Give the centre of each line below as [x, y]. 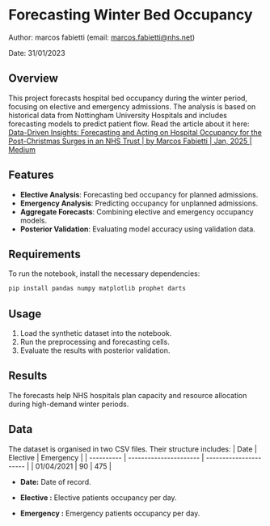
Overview [34, 78]
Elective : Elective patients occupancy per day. [98, 497]
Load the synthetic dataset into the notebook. [96, 333]
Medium [22, 149]
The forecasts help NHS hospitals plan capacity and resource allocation [128, 395]
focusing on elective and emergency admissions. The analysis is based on [132, 106]
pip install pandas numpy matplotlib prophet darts [97, 289]
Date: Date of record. [55, 481]
